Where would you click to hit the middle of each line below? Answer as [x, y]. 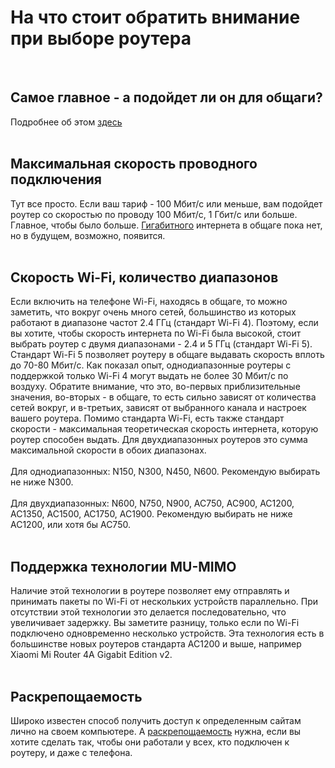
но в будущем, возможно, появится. [88, 235]
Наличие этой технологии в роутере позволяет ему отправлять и [150, 591]
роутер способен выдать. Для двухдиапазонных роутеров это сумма [159, 440]
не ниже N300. [42, 482]
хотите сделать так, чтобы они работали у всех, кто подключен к [150, 742]
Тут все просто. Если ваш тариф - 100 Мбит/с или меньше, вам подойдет [166, 203]
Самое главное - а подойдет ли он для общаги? [166, 97]
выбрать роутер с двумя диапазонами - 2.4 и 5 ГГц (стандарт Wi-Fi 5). [161, 344]
